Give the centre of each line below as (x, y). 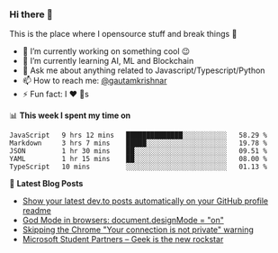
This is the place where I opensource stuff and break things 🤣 (123, 34)
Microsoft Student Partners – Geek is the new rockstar (123, 239)
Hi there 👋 (31, 14)
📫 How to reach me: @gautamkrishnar (94, 81)
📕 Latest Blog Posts (46, 184)
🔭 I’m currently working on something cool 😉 (106, 51)
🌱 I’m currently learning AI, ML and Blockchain (108, 61)
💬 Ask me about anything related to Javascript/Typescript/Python (143, 70)
